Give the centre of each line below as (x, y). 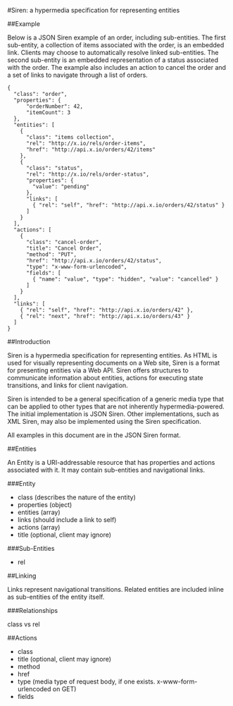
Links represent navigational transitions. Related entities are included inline (115, 589)
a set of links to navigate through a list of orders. (77, 75)
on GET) (64, 689)
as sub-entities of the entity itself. (56, 597)
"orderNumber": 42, (54, 106)
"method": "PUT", (51, 255)
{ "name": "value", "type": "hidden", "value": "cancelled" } (126, 279)
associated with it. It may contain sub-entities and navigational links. (106, 470)
